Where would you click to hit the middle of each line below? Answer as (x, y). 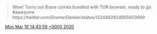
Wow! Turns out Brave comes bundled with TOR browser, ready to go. (82, 7)
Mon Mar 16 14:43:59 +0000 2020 (39, 27)
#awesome (23, 12)
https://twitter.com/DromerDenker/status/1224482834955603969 (78, 17)
